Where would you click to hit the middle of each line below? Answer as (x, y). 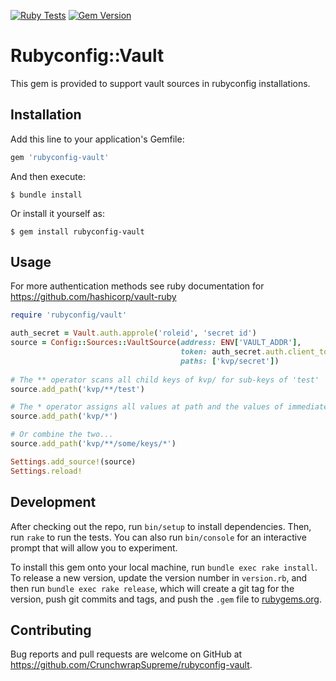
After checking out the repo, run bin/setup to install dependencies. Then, (161, 526)
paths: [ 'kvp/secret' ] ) (230, 361)
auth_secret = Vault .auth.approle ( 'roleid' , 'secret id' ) (133, 333)
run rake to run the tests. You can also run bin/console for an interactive (158, 537)
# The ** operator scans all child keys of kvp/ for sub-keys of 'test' (165, 380)
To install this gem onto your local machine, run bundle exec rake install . (164, 567)
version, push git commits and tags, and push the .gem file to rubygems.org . (166, 599)
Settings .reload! (46, 471)
